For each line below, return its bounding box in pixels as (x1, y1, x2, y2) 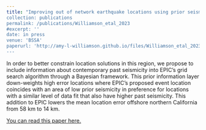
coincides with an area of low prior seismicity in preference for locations (6, 85, 189, 93)
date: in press (6, 32, 45, 38)
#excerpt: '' (6, 26, 40, 32)
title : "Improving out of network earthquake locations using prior (6, 9, 185, 15)
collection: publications (6, 15, 72, 21)
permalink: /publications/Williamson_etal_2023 (6, 20, 131, 26)
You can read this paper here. (6, 117, 82, 124)
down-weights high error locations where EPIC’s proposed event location (6, 79, 191, 86)
